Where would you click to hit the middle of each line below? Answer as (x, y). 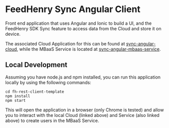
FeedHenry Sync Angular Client (73, 9)
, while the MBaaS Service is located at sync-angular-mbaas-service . (89, 49)
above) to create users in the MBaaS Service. (52, 120)
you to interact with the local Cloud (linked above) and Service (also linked (82, 115)
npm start (16, 100)
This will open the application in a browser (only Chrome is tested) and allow (84, 110)
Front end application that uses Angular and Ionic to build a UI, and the (78, 23)
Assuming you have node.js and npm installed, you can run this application (83, 77)
